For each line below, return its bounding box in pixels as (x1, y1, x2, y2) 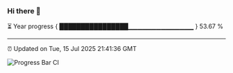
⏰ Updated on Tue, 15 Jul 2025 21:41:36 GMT (7, 45, 137, 53)
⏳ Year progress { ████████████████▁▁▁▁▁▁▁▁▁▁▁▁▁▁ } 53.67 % (7, 22, 224, 30)
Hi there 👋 (7, 6, 42, 16)
